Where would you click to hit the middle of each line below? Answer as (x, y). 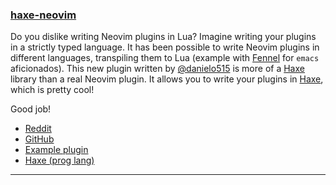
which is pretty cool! (52, 90)
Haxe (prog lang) (59, 160)
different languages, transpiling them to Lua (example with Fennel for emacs (165, 58)
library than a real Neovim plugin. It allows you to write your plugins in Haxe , (167, 79)
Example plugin (56, 150)
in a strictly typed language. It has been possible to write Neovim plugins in (165, 47)
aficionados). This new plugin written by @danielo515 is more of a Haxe (157, 69)
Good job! (31, 109)
